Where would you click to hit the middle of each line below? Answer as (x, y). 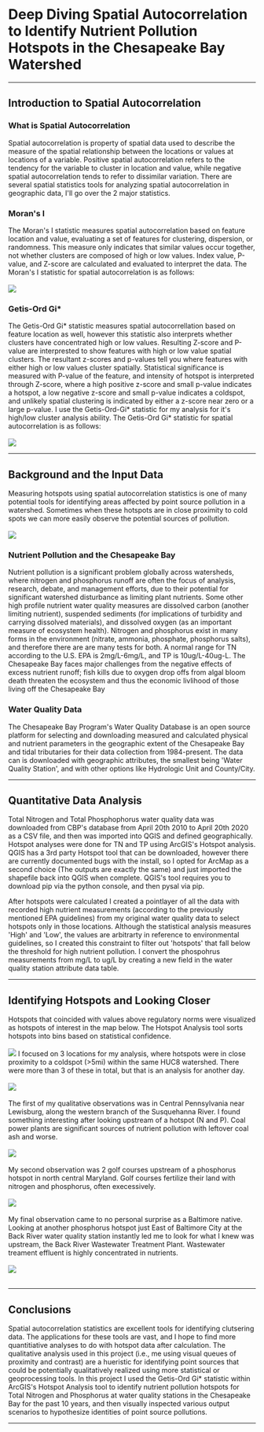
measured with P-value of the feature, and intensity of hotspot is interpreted (131, 376)
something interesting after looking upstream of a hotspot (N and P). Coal (127, 1120)
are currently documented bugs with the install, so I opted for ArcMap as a (128, 861)
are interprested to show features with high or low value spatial (129, 351)
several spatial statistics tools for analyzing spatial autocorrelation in (119, 184)
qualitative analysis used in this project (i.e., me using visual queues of (123, 1353)
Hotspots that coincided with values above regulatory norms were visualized (132, 1019)
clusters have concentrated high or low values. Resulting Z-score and (121, 343)
